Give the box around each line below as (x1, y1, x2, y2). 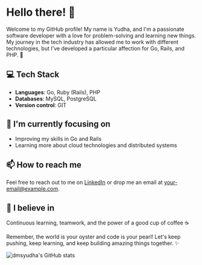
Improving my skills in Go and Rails (14, 135, 102, 142)
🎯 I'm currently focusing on (6, 119, 110, 129)
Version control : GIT (14, 101, 67, 108)
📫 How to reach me (6, 160, 82, 170)
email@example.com (6, 185, 58, 192)
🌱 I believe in (6, 203, 55, 213)
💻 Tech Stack (6, 70, 60, 80)
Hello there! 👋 (6, 5, 75, 19)
